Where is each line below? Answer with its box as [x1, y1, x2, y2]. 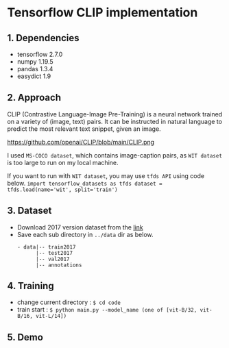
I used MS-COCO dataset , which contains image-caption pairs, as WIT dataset [7, 151, 223, 159]
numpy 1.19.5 [16, 58, 53, 66]
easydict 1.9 [16, 72, 51, 80]
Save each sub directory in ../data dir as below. [16, 230, 154, 238]
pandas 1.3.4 [16, 65, 53, 73]
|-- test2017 [35, 249, 73, 256]
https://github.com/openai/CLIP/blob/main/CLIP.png [7, 138, 155, 146]
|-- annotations [35, 262, 82, 269]
